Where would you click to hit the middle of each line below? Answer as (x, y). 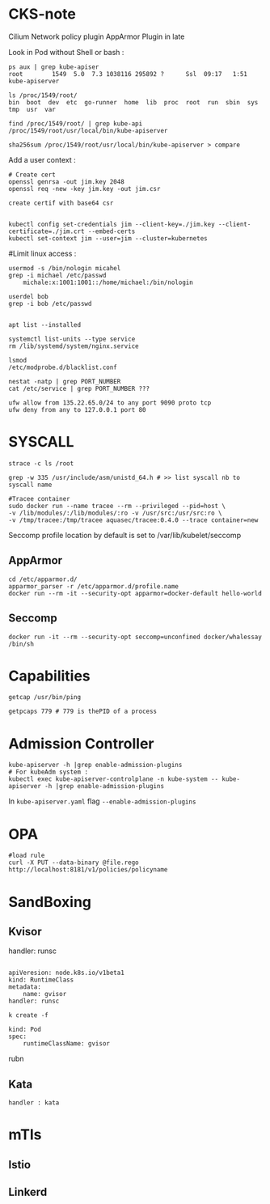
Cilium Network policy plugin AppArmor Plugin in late (97, 36)
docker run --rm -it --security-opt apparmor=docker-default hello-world (135, 593)
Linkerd (28, 1192)
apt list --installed (45, 324)
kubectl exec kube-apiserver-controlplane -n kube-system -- (114, 779)
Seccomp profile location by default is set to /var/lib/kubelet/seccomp (124, 535)
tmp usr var (32, 109)
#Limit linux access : (42, 253)
